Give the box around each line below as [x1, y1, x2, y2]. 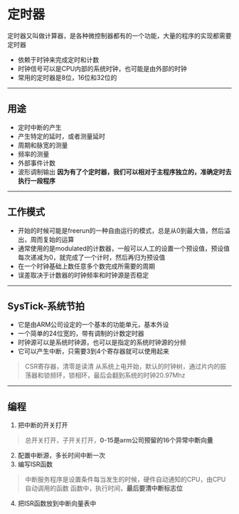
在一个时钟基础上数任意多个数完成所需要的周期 [17, 261, 155, 271]
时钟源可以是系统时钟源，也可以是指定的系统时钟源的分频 [17, 338, 186, 347]
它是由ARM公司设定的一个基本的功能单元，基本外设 [17, 320, 169, 329]
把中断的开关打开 [17, 421, 68, 429]
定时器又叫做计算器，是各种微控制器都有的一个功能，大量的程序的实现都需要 [7, 31, 232, 40]
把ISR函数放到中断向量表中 [17, 499, 97, 508]
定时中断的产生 [17, 122, 62, 132]
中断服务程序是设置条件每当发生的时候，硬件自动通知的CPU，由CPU [24, 475, 226, 484]
